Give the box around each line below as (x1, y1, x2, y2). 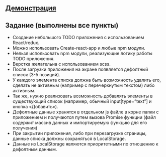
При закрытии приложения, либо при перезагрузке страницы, (12, 130, 147, 136)
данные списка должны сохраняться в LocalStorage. (12, 135, 126, 142)
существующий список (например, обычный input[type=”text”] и (12, 98, 152, 104)
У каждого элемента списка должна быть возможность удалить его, (12, 77, 161, 83)
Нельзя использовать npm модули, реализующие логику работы (12, 50, 152, 57)
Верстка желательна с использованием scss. (12, 61, 111, 67)
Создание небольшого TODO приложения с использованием (12, 35, 144, 41)
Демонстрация (5, 4, 56, 13)
